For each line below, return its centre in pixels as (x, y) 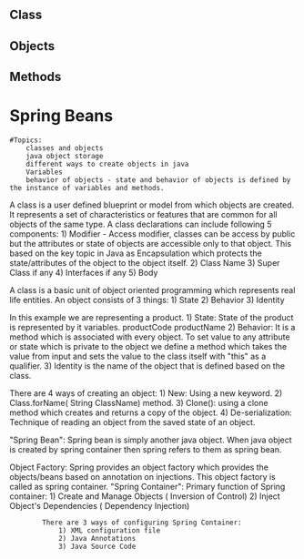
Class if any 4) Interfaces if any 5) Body (84, 273)
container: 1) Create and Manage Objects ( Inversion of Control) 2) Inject (145, 496)
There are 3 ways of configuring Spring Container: (142, 523)
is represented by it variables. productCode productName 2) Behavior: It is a (152, 328)
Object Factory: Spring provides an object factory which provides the (139, 467)
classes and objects (65, 148)
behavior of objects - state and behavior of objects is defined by (158, 180)
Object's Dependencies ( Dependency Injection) (100, 506)
